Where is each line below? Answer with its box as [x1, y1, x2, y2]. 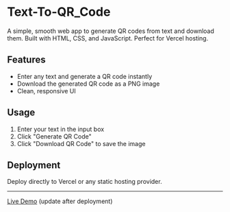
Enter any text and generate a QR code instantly [16, 72, 153, 80]
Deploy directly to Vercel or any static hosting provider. [7, 178, 162, 186]
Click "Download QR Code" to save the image [16, 139, 146, 148]
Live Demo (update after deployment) [7, 197, 113, 206]
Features [7, 54, 46, 66]
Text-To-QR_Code [7, 4, 111, 20]
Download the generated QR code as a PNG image [16, 80, 160, 88]
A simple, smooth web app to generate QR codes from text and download [7, 27, 214, 35]
